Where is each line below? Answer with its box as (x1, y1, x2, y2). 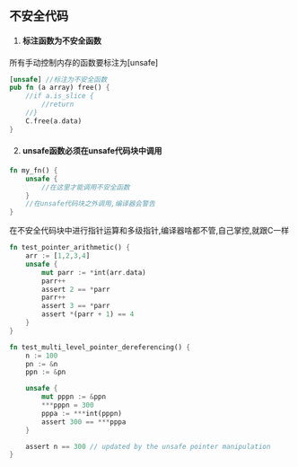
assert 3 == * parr (41, 302, 110, 311)
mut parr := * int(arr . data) (41, 268, 146, 277)
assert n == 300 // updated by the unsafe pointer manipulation (25, 442, 271, 451)
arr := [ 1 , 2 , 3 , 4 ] (25, 251, 91, 260)
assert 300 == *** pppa (41, 417, 127, 427)
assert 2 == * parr (41, 285, 110, 294)
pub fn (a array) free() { (9, 84, 110, 93)
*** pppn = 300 (41, 401, 94, 410)
